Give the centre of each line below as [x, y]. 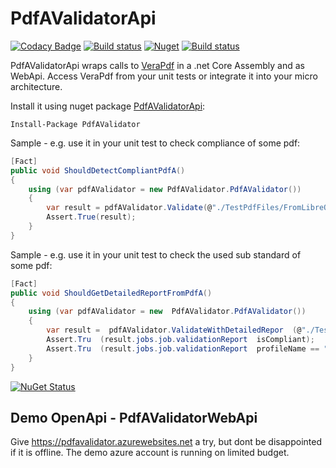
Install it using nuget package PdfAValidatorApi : [108, 106]
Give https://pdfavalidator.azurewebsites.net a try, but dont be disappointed [166, 442]
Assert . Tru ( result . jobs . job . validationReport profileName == [183, 348]
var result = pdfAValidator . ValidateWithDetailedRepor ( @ [174, 330]
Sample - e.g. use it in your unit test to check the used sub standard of [156, 254]
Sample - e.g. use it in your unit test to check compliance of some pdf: [155, 143]
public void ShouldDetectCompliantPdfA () [98, 170]
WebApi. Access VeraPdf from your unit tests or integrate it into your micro [164, 76]
